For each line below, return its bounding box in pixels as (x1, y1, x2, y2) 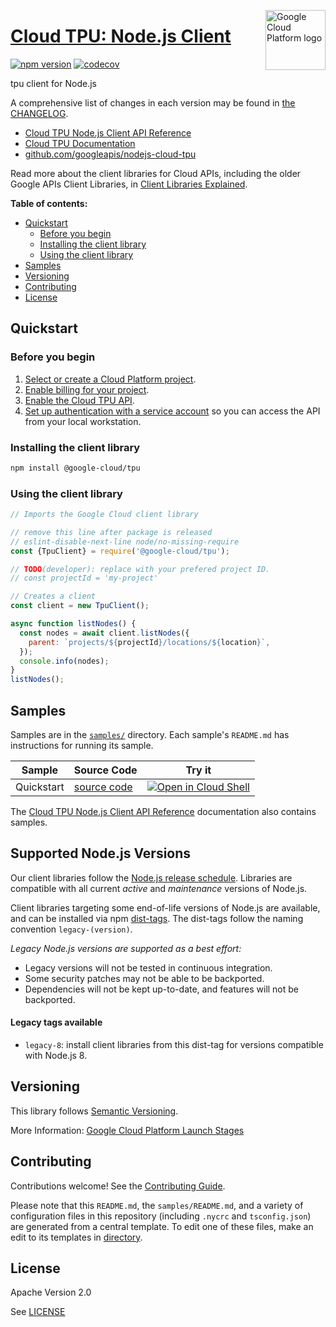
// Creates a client (10, 591, 97, 602)
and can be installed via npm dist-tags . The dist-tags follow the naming (10, 912, 304, 924)
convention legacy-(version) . (10, 923, 133, 935)
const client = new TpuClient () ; (10, 601, 150, 611)
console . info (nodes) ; (19, 656, 110, 666)
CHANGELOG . (10, 107, 69, 119)
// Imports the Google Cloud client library (10, 510, 199, 520)
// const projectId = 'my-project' (10, 573, 159, 584)
